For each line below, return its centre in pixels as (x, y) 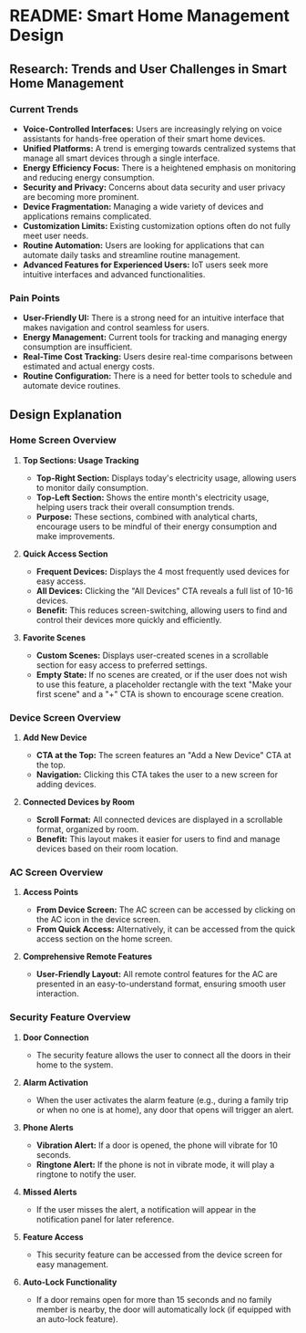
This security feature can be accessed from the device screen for (159, 1255)
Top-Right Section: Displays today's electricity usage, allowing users (166, 478)
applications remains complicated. (87, 216)
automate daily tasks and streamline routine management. (132, 255)
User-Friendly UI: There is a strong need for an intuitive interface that (153, 318)
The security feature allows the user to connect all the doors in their (163, 1055)
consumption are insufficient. (77, 347)
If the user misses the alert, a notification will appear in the (146, 1209)
